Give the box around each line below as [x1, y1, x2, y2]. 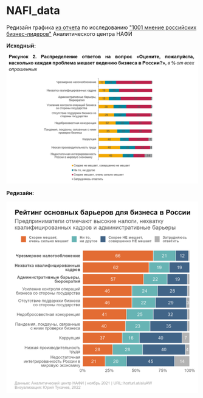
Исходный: [6, 42, 36, 49]
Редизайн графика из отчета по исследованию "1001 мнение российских [6, 24, 197, 31]
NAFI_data [6, 4, 60, 18]
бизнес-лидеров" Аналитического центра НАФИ [6, 30, 132, 37]
